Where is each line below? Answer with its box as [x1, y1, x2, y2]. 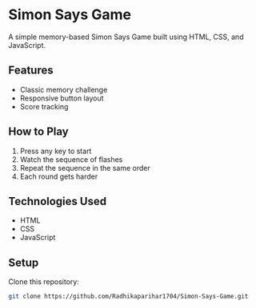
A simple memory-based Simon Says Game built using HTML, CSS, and [8, 32, 244, 41]
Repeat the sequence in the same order [19, 163, 150, 172]
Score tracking [19, 101, 69, 111]
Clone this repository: [8, 277, 80, 286]
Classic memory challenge [19, 85, 108, 94]
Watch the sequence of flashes [19, 154, 123, 164]
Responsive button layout [19, 93, 104, 103]
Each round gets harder [19, 172, 98, 181]
